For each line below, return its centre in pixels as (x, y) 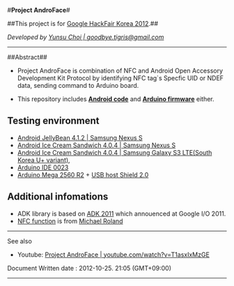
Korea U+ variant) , (44, 160)
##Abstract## (27, 57)
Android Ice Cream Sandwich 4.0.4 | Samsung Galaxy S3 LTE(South (115, 152)
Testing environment (53, 121)
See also (20, 241)
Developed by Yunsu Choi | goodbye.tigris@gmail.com (86, 37)
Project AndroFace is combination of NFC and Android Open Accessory (120, 70)
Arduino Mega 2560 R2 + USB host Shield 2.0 (83, 174)
